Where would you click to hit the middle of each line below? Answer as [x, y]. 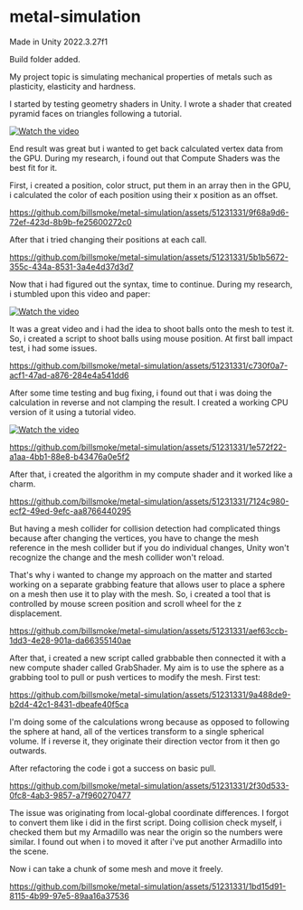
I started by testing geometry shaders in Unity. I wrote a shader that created [151, 104]
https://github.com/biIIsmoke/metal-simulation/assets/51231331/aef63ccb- [149, 630]
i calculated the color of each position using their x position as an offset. [144, 194]
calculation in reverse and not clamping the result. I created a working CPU [149, 402]
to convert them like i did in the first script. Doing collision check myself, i [146, 822]
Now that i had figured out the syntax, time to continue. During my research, [151, 284]
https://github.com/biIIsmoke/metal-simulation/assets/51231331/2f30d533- [149, 785]
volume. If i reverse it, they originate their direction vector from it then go [145, 741]
